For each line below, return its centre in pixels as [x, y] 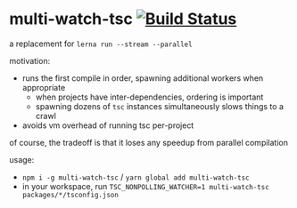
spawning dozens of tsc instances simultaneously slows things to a [159, 106]
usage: [22, 159]
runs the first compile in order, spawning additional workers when [143, 78]
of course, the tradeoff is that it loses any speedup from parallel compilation [148, 142]
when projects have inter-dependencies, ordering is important [149, 97]
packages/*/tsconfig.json [70, 195]
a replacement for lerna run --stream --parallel [101, 44]
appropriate [44, 87]
